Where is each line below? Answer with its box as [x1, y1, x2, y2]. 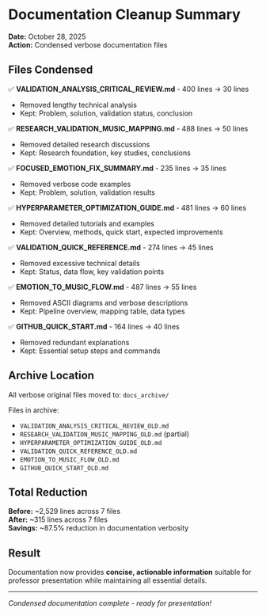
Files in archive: [8, 405, 59, 415]
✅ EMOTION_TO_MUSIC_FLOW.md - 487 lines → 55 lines [8, 282, 197, 291]
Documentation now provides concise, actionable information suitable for [8, 568, 252, 577]
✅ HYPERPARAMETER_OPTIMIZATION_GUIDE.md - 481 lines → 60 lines [8, 203, 247, 212]
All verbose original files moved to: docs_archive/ [8, 390, 169, 399]
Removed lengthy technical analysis [19, 100, 137, 109]
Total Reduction [8, 485, 88, 499]
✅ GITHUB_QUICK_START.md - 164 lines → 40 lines [8, 321, 180, 331]
